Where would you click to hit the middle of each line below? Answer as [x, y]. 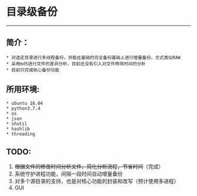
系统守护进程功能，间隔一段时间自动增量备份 [69, 174]
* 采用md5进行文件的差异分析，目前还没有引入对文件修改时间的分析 [76, 64]
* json [14, 118]
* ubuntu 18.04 [25, 103]
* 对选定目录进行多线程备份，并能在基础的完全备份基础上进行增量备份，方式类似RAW [93, 57]
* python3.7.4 [23, 108]
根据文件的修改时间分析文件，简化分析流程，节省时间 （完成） [89, 167]
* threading [21, 134]
